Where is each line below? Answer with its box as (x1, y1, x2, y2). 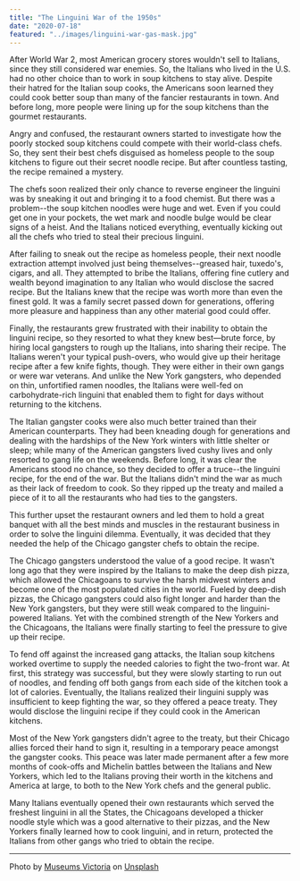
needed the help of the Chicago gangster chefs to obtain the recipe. (9, 538, 260, 549)
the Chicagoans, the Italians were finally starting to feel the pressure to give (9, 623, 287, 633)
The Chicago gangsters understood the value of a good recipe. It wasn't (9, 555, 275, 566)
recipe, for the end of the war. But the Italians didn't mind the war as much (9, 473, 283, 484)
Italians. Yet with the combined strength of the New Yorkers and (43, 613, 279, 623)
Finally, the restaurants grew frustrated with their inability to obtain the (9, 323, 268, 334)
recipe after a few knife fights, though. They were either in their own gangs (9, 361, 285, 372)
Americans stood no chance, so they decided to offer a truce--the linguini (9, 464, 281, 475)
